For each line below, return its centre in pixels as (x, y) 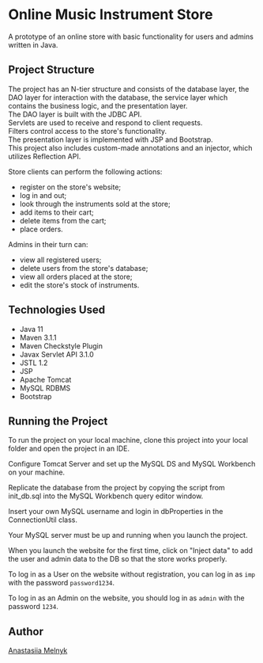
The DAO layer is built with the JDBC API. (75, 114)
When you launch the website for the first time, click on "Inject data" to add (131, 551)
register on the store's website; (70, 187)
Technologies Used (56, 310)
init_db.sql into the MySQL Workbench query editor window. (106, 496)
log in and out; (43, 195)
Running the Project (58, 421)
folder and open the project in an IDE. (69, 448)
